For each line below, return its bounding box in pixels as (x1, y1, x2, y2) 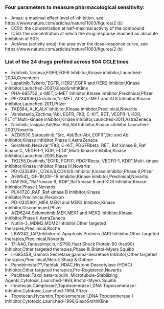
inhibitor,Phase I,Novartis (5, 184, 56, 190)
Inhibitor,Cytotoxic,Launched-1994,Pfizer (5, 287, 88, 293)
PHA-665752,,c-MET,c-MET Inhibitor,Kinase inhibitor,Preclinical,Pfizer (11, 90, 153, 96)
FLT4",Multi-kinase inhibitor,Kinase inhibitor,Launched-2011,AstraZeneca (5, 116, 152, 122)
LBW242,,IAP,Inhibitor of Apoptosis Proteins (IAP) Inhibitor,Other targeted (11, 230, 160, 236)
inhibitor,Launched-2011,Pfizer (5, 101, 67, 107)
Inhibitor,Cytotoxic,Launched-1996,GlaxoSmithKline (5, 298, 109, 304)
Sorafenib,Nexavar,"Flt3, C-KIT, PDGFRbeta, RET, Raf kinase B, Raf (11, 142, 146, 148)
